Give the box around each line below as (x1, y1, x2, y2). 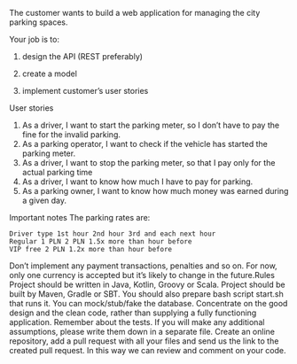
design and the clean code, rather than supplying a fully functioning (9, 307, 257, 318)
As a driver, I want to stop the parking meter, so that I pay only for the (21, 158, 276, 167)
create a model (21, 68, 78, 79)
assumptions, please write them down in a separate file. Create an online (9, 327, 275, 337)
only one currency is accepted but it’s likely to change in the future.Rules (9, 270, 275, 280)
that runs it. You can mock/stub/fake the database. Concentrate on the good (9, 298, 288, 308)
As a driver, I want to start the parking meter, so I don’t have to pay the (21, 120, 280, 130)
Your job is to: (9, 35, 60, 44)
